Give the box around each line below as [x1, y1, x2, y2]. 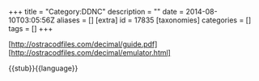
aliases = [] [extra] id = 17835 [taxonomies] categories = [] [56, 15, 252, 25]
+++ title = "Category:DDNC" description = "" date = [8, 7, 185, 16]
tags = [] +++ [8, 24, 53, 33]
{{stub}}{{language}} [8, 63, 79, 73]
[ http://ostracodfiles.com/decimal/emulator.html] [8, 48, 172, 57]
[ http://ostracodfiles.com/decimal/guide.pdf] [8, 39, 158, 49]
